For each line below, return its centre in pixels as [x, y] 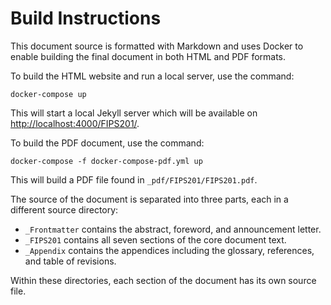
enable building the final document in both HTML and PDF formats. [148, 56]
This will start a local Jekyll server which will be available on [134, 113]
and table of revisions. [70, 261]
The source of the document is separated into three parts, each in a [149, 199]
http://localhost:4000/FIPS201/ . [75, 123]
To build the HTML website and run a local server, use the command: [152, 76]
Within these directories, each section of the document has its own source [163, 280]
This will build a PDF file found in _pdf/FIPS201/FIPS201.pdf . [134, 179]
